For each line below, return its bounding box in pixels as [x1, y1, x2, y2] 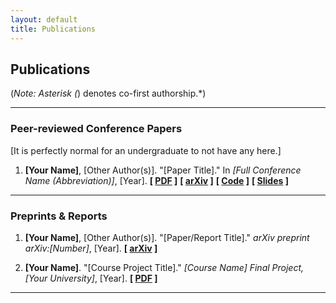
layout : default [10, 14, 78, 25]
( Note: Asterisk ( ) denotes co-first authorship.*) [10, 87, 207, 100]
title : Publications [10, 24, 97, 34]
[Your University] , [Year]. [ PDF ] [24, 272, 158, 284]
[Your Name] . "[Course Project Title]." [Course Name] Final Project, [24, 261, 305, 273]
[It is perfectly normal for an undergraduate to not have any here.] [10, 144, 282, 156]
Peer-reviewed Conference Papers [10, 122, 183, 136]
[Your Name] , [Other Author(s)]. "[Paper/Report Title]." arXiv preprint [24, 231, 310, 243]
